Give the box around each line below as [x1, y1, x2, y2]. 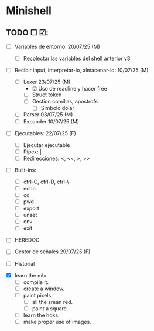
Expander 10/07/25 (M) [23, 118, 80, 125]
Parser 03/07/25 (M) [23, 111, 73, 118]
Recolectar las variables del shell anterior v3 [23, 55, 131, 62]
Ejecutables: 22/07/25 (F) [14, 129, 76, 136]
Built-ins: [14, 166, 37, 173]
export [23, 205, 40, 212]
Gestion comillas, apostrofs [32, 98, 98, 105]
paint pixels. [23, 292, 53, 299]
